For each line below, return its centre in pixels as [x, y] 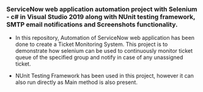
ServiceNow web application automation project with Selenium [102, 9]
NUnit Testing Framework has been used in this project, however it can [104, 76]
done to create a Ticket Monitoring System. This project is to [91, 44]
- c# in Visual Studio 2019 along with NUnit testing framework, [101, 17]
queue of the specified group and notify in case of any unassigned [99, 58]
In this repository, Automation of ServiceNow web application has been [105, 38]
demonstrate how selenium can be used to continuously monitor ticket [104, 51]
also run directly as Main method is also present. [76, 82]
